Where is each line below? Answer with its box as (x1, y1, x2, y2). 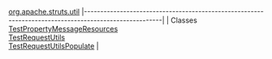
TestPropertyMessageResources (8, 24, 119, 33)
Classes (170, 15, 197, 25)
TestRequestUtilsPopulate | (8, 41, 99, 51)
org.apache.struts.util (8, 7, 80, 16)
